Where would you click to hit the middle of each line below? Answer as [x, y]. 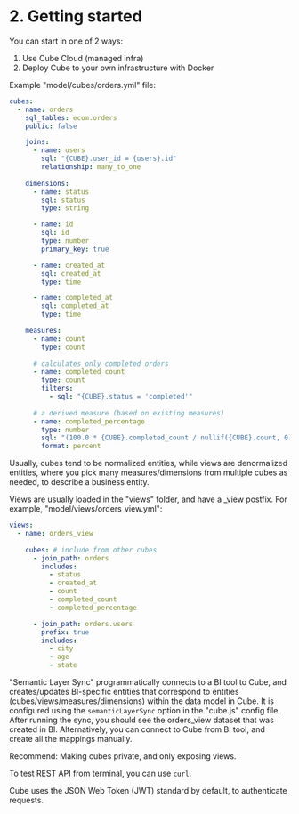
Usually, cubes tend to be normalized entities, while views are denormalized [148, 463]
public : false [51, 126]
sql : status [64, 200]
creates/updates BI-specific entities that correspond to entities [124, 692]
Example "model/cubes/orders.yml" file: [83, 85]
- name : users [59, 150]
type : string [65, 208]
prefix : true [65, 632]
